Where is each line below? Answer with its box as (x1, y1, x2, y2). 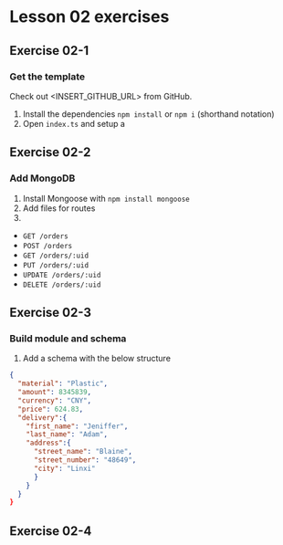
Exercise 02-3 (9, 304, 92, 320)
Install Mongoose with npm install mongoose (22, 193, 190, 204)
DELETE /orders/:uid (22, 280, 101, 289)
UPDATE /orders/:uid (22, 270, 101, 279)
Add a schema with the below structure (22, 353, 172, 364)
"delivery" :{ (17, 413, 68, 422)
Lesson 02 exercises (9, 6, 170, 27)
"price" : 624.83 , (17, 404, 84, 414)
